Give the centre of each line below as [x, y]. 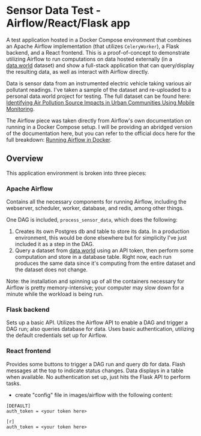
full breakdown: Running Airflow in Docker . [59, 139]
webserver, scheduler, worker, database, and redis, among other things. [95, 208]
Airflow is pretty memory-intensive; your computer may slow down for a [95, 288]
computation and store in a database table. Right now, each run [93, 257]
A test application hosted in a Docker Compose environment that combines [99, 40]
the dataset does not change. [51, 270]
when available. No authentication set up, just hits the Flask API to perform [98, 377]
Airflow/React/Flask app [68, 23]
